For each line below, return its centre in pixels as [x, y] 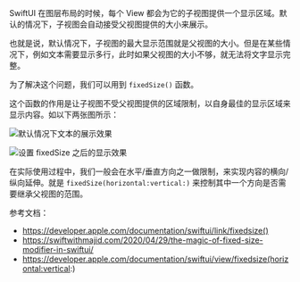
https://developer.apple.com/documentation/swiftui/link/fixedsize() [146, 231]
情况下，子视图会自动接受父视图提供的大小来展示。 [118, 24]
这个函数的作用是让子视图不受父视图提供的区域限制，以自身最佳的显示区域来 [150, 104]
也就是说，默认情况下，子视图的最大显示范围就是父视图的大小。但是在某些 [146, 43]
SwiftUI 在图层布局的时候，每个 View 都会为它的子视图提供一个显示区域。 [144, 13]
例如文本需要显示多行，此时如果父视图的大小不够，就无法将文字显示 [158, 54]
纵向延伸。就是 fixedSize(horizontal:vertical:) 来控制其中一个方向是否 [144, 182]
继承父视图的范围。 [52, 194]
